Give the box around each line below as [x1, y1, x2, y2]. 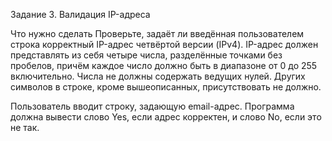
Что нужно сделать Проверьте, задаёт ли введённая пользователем [10, 28, 305, 39]
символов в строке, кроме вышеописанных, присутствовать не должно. [10, 81, 322, 93]
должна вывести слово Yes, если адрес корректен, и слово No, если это [10, 111, 322, 123]
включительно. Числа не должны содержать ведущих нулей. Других [10, 70, 306, 82]
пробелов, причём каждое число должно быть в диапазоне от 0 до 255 [10, 60, 318, 71]
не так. [10, 122, 40, 133]
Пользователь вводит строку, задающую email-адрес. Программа [10, 100, 295, 112]
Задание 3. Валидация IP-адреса [10, 9, 151, 20]
